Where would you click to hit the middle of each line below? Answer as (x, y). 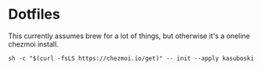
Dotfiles (34, 14)
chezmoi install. (33, 44)
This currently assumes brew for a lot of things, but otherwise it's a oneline (129, 36)
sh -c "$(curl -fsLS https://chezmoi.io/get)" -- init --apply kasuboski (131, 58)
